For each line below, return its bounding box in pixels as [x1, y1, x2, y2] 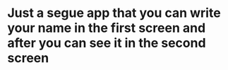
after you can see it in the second [7, 35, 206, 51]
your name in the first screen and [7, 20, 206, 36]
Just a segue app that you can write [7, 5, 221, 21]
